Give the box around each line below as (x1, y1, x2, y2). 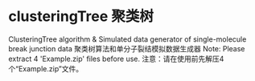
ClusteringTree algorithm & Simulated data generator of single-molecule (8, 34, 247, 44)
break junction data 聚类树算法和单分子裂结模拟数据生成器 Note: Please (8, 43, 245, 53)
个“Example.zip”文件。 (8, 63, 84, 73)
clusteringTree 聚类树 (8, 7, 154, 26)
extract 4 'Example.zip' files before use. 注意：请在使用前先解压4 (8, 54, 224, 63)
